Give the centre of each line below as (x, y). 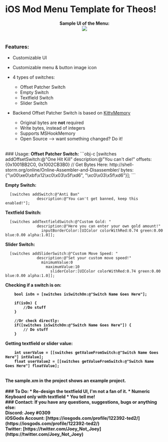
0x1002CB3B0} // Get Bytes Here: (73, 164)
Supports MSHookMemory (48, 133)
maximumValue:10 (63, 267)
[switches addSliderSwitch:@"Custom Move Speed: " (64, 254)
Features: (17, 46)
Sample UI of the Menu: (85, 23)
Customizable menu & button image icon (55, 68)
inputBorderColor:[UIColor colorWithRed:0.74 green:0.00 (102, 231)
